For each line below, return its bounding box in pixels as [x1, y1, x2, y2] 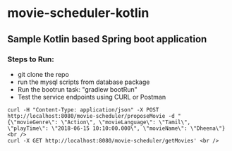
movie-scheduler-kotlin [7, 5, 149, 21]
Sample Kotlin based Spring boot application [7, 33, 207, 45]
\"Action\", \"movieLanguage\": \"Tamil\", [61, 119, 191, 126]
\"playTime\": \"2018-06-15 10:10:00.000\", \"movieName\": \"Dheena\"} [7, 125, 226, 132]
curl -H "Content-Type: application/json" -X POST [7, 106, 159, 114]
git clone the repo [17, 70, 69, 78]
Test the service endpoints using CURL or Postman [17, 92, 166, 101]
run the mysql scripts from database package [17, 78, 150, 86]
